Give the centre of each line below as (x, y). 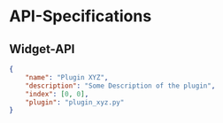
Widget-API (42, 49)
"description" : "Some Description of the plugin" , (120, 86)
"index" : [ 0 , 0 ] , (57, 94)
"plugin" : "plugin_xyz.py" (75, 102)
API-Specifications (81, 16)
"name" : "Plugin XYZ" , (67, 77)
